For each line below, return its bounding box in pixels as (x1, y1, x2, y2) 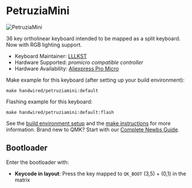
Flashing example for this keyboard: (6, 98, 93, 105)
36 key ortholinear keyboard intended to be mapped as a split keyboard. (6, 35, 181, 42)
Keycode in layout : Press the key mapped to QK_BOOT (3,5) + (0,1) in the (14, 170, 187, 177)
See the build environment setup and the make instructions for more (6, 119, 171, 127)
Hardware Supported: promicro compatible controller (14, 59, 144, 66)
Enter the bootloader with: (6, 159, 69, 166)
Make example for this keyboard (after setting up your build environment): (6, 76, 185, 83)
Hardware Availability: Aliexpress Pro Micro (14, 65, 119, 72)
